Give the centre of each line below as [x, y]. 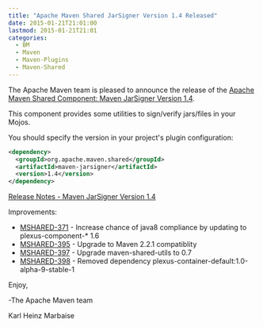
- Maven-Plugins [42, 60]
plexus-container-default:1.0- [200, 261]
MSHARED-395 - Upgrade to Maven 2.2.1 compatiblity [108, 244]
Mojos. [19, 122]
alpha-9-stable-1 [47, 270]
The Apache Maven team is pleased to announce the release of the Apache [131, 90]
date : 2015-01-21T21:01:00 [53, 23]
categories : [28, 38]
